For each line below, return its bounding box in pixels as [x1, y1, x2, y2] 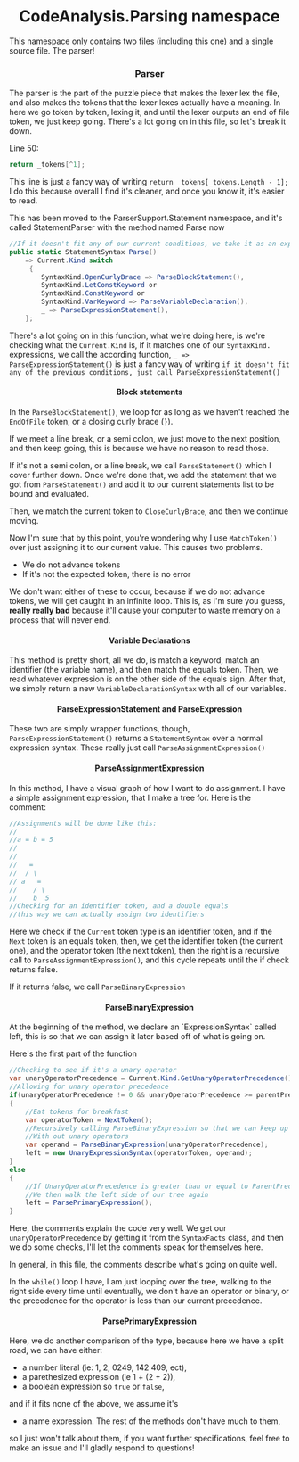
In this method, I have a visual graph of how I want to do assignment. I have [9, 782, 286, 793]
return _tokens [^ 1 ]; [9, 161, 86, 169]
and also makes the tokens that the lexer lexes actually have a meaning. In [9, 97, 281, 108]
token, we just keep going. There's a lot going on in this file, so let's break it [9, 116, 287, 127]
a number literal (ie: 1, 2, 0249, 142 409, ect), [21, 1362, 187, 1373]
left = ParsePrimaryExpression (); [25, 1198, 153, 1208]
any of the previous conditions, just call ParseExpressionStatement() [9, 368, 280, 376]
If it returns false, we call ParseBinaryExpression [9, 981, 186, 992]
